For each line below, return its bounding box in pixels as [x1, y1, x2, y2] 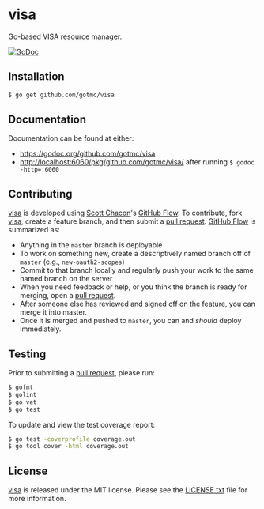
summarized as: [8, 225, 61, 235]
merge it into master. [19, 307, 87, 317]
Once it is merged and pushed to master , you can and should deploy [19, 316, 242, 326]
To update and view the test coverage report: [8, 420, 156, 429]
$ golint [8, 390, 37, 398]
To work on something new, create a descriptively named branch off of [19, 249, 251, 258]
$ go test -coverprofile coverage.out [8, 435, 136, 443]
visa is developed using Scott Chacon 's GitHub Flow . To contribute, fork [8, 208, 243, 218]
